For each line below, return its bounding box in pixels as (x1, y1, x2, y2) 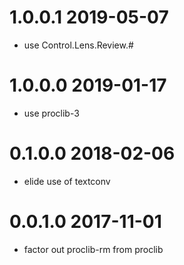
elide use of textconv (23, 175, 111, 187)
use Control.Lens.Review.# (23, 39, 134, 51)
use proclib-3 (23, 107, 80, 119)
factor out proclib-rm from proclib (23, 243, 164, 255)
